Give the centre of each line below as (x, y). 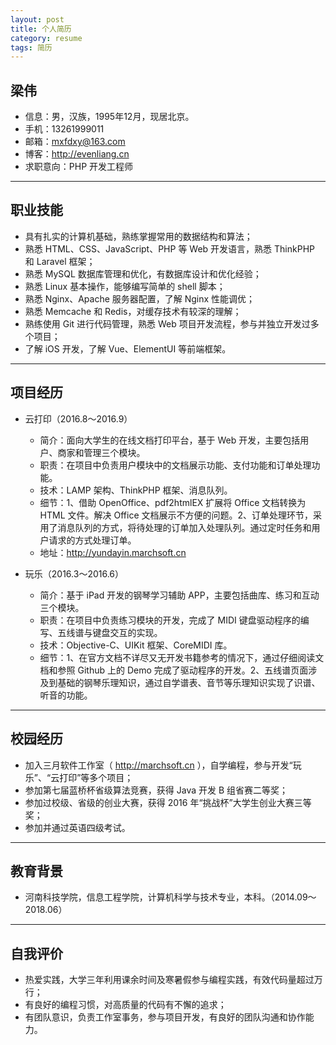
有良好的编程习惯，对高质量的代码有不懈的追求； (125, 1005)
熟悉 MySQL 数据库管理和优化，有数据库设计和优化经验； (143, 273)
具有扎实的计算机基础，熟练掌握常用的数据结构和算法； (138, 236)
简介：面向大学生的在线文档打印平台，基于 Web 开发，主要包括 (170, 440)
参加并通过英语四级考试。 (77, 827)
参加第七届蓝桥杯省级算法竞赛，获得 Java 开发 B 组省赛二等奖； (156, 790)
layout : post (37, 19)
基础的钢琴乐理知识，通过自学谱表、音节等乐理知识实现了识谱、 (189, 682)
